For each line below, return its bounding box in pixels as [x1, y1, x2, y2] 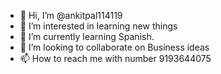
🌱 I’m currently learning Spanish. [19, 31, 155, 42]
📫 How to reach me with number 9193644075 [19, 53, 212, 64]
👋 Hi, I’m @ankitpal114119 [19, 10, 123, 21]
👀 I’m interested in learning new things [19, 20, 178, 32]
